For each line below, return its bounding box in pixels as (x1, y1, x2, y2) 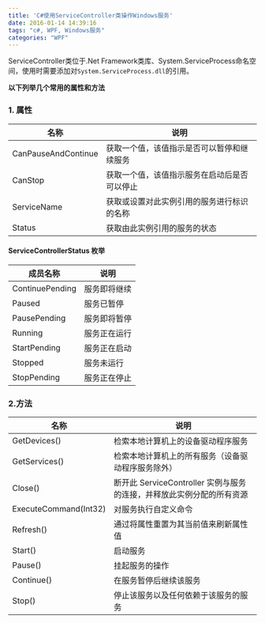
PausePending (12, 312, 66, 323)
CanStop (12, 175, 45, 186)
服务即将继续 (84, 283, 132, 294)
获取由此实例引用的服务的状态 (106, 222, 217, 233)
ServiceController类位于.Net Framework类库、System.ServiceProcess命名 (8, 56, 250, 66)
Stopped (12, 357, 44, 368)
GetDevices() (12, 436, 62, 447)
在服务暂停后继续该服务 (114, 575, 201, 586)
